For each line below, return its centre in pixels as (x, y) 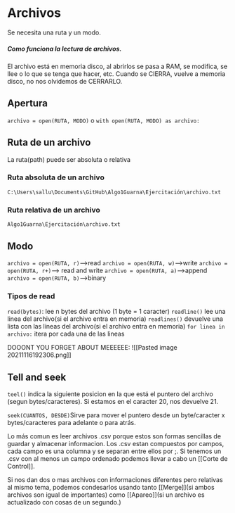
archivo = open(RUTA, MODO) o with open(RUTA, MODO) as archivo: (103, 120)
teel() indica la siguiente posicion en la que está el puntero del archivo (110, 394)
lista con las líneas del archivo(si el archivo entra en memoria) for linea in (116, 327)
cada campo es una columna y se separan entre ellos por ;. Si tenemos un (114, 451)
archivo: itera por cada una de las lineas (66, 334)
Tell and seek (37, 377)
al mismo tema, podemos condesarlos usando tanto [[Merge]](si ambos (111, 488)
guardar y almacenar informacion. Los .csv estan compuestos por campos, (116, 444)
